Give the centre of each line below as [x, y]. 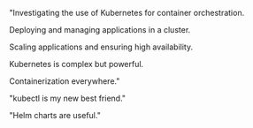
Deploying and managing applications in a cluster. [100, 30]
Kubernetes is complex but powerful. [77, 64]
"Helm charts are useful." [55, 115]
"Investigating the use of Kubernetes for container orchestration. [127, 13]
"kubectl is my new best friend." [68, 98]
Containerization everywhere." [65, 81]
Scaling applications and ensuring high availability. [101, 47]
